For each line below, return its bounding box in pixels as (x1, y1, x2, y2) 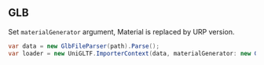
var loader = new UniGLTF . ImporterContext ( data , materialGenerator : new (8, 49, 251, 57)
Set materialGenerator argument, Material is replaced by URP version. (8, 27, 235, 36)
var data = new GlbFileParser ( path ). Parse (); (8, 42, 159, 50)
